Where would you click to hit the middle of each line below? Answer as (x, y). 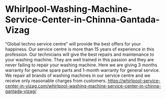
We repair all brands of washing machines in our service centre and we (78, 75)
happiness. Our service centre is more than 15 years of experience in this (80, 49)
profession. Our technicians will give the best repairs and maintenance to (80, 54)
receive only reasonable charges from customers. (56, 81)
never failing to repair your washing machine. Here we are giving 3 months (81, 65)
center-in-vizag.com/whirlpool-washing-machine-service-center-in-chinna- (83, 86)
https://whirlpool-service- (134, 81)
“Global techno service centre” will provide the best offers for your (73, 44)
